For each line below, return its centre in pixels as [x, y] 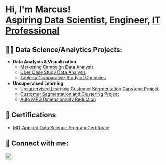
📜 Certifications [31, 115]
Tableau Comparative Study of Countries [63, 78]
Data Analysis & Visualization [44, 61]
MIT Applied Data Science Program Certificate [61, 127]
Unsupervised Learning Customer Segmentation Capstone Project [89, 89]
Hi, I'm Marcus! [38, 9]
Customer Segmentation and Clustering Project [70, 94]
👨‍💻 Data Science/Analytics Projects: [64, 49]
